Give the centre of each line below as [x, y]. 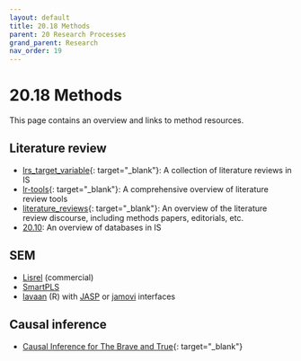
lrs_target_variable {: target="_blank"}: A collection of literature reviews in [157, 170]
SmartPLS [41, 286]
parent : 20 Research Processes [68, 34]
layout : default [40, 18]
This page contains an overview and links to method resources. [127, 120]
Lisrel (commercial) [58, 277]
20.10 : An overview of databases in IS [92, 227]
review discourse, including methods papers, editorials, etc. [133, 217]
